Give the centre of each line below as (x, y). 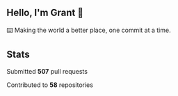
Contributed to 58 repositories (50, 85)
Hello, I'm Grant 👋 (45, 13)
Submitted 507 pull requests (47, 71)
